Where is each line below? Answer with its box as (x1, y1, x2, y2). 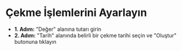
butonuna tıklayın (14, 38, 57, 45)
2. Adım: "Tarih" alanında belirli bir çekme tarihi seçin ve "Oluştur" (14, 31, 177, 39)
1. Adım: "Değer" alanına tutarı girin (14, 26, 102, 33)
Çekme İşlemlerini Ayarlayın (5, 6, 147, 20)
